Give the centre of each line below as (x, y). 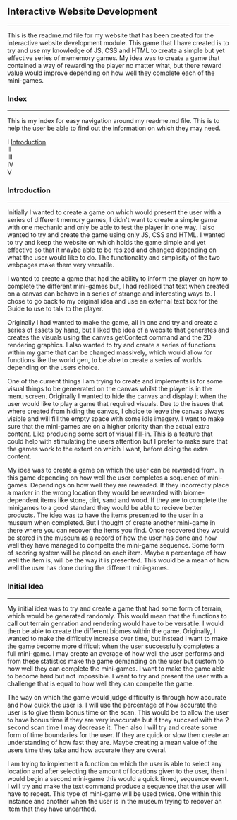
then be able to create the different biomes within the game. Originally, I (111, 631)
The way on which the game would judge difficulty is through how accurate (117, 697)
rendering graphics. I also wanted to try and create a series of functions (112, 345)
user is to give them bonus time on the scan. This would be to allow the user (118, 712)
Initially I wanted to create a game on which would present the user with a (114, 212)
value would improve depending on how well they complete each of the (111, 73)
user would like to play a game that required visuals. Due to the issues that (115, 404)
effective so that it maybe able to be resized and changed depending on (112, 250)
